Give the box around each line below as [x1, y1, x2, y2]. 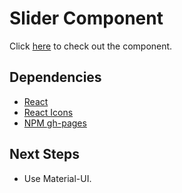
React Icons [23, 106, 74, 118]
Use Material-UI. [23, 172, 92, 184]
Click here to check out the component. [9, 40, 173, 52]
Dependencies [9, 69, 102, 86]
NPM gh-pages [23, 117, 87, 129]
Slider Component [9, 7, 164, 30]
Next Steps [9, 146, 80, 163]
